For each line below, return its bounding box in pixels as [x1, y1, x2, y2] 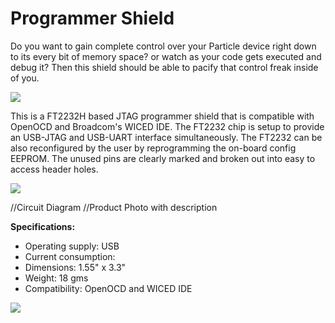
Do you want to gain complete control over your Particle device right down [10, 40, 317, 52]
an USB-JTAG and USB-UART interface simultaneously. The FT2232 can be [10, 131, 323, 143]
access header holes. [10, 163, 99, 175]
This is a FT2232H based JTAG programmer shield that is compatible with [10, 110, 315, 122]
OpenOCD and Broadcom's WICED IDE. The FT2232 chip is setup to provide [10, 120, 325, 132]
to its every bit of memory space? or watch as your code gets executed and [10, 50, 322, 62]
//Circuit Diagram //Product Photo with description [10, 201, 218, 213]
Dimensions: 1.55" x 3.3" [24, 261, 127, 273]
